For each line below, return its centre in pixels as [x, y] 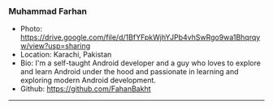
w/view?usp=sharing [55, 46]
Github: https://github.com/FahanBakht [86, 89]
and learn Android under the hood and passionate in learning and [129, 72]
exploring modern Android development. [88, 80]
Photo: [31, 29]
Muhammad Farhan [48, 11]
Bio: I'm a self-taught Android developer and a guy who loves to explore [141, 63]
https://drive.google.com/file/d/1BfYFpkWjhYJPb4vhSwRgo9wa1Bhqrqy [140, 37]
